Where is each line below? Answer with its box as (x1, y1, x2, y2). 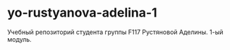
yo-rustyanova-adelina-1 (7, 5, 157, 21)
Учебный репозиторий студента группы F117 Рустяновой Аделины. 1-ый (7, 28, 224, 36)
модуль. (7, 35, 32, 43)
